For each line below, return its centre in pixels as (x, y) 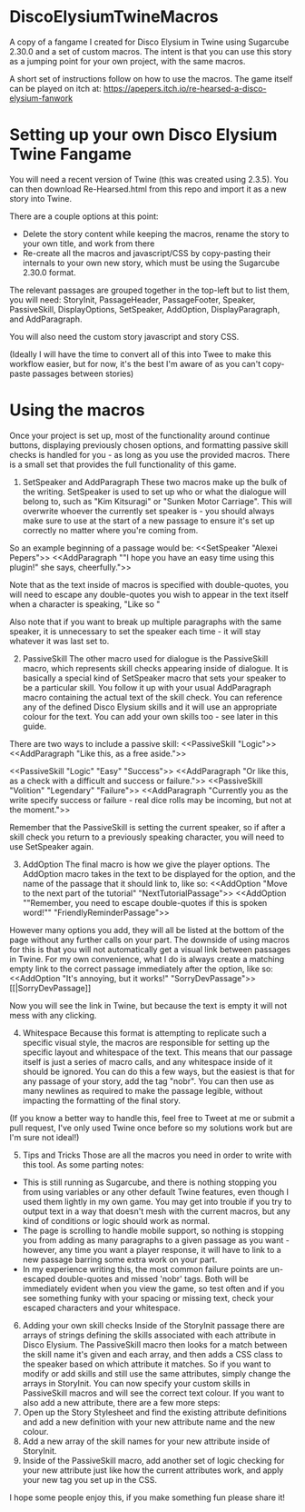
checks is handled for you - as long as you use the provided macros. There (150, 454)
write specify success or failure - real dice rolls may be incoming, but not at (151, 800)
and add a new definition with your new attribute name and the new (148, 1422)
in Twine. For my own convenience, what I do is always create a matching (147, 959)
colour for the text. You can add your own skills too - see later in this (150, 716)
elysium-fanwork (41, 98)
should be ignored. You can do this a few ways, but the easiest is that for (158, 1071)
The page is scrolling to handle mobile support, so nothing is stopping (153, 1230)
